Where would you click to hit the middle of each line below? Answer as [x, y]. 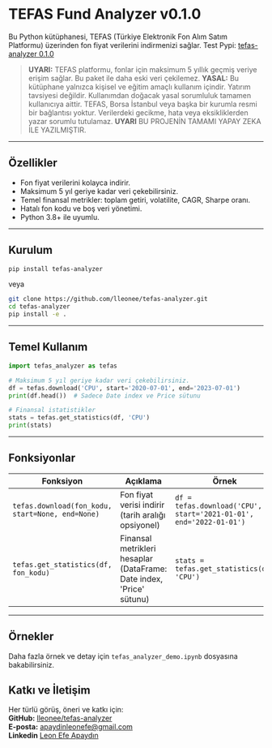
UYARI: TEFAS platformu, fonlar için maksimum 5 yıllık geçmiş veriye [142, 69]
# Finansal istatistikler [52, 411]
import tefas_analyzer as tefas [63, 366]
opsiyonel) [140, 525]
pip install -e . [38, 314]
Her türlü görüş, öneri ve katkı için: [66, 710]
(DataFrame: [144, 569]
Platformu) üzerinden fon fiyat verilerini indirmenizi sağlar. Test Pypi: [122, 45]
